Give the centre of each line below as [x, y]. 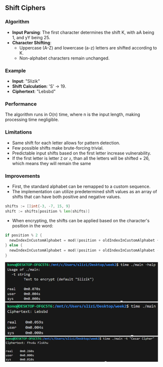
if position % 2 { [24, 235]
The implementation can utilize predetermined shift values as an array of [84, 191]
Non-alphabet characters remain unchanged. [65, 58]
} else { [14, 245]
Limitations [19, 132]
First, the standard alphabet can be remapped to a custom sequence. [81, 186]
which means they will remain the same [51, 163]
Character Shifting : [32, 43]
